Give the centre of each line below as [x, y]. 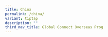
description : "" [21, 23]
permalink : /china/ [25, 14]
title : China [18, 9]
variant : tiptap [21, 18]
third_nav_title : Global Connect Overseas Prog [54, 27]
